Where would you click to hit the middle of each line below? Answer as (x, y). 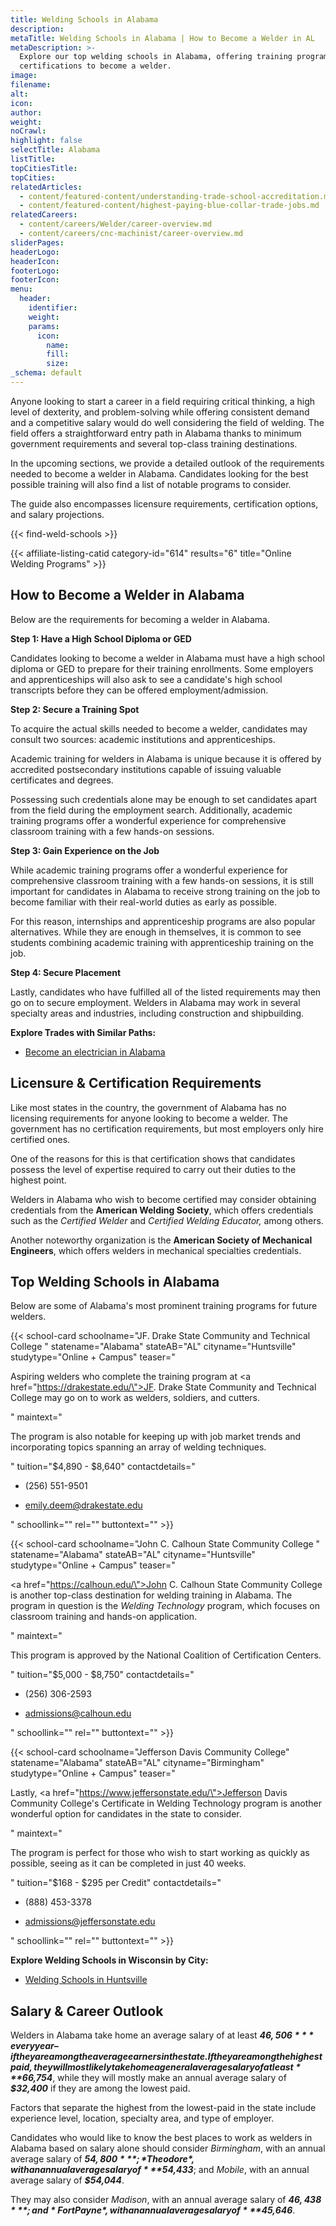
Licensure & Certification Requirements (136, 1083)
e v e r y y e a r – (34, 2046)
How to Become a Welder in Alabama (127, 595)
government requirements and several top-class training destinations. (154, 443)
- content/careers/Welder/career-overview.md (116, 224)
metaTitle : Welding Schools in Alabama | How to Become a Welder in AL (162, 38)
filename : (31, 85)
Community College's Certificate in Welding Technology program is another (166, 1803)
